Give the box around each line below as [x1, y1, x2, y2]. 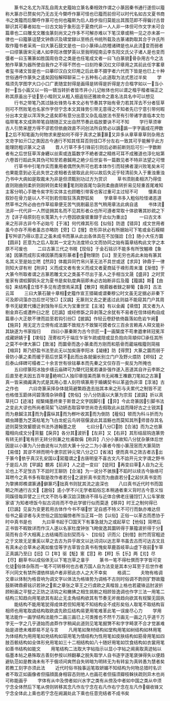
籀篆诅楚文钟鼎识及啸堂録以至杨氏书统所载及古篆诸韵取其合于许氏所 [22, 36, 165, 42]
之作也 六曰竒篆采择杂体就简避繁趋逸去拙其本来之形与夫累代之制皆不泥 [5, 386, 162, 391]
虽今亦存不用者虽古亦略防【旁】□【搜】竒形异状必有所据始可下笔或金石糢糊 [5, 227, 164, 233]
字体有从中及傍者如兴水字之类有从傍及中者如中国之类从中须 [37, 678, 162, 683]
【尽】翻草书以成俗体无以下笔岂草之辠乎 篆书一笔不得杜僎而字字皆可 [5, 557, 157, 563]
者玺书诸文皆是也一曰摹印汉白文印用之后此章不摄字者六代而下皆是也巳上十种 [5, 68, 165, 74]
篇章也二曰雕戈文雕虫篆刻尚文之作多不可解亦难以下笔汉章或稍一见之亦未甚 [5, 30, 160, 36]
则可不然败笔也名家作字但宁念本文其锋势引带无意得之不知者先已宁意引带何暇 [5, 106, 165, 112]
